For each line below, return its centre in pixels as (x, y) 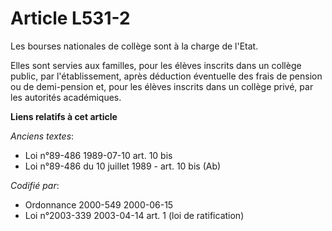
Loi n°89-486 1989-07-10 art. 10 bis (98, 155)
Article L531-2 (70, 18)
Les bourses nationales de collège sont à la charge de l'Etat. (134, 46)
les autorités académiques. (66, 97)
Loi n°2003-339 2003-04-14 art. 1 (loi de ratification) (134, 215)
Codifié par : (35, 185)
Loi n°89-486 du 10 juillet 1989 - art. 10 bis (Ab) (123, 166)
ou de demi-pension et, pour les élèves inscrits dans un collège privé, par (162, 86)
